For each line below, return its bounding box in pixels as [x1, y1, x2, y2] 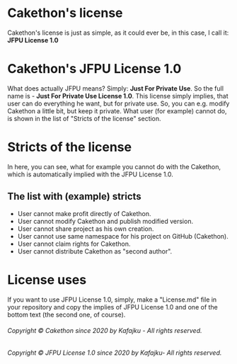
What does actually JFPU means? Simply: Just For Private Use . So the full [7, 84, 224, 93]
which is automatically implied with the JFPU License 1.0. [7, 170, 173, 178]
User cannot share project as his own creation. [17, 224, 154, 233]
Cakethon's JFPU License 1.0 [7, 61, 182, 77]
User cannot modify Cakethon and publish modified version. [17, 217, 193, 225]
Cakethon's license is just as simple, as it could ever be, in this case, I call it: [7, 28, 229, 37]
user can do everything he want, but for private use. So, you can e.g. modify [7, 99, 230, 108]
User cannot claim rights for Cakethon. [17, 239, 131, 248]
